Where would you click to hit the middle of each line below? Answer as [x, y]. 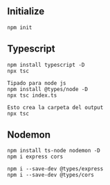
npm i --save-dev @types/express [55, 169]
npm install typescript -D [46, 65]
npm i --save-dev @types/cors [51, 175]
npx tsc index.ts [32, 95]
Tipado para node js [37, 83]
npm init [20, 27]
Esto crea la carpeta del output [55, 107]
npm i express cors [35, 157]
